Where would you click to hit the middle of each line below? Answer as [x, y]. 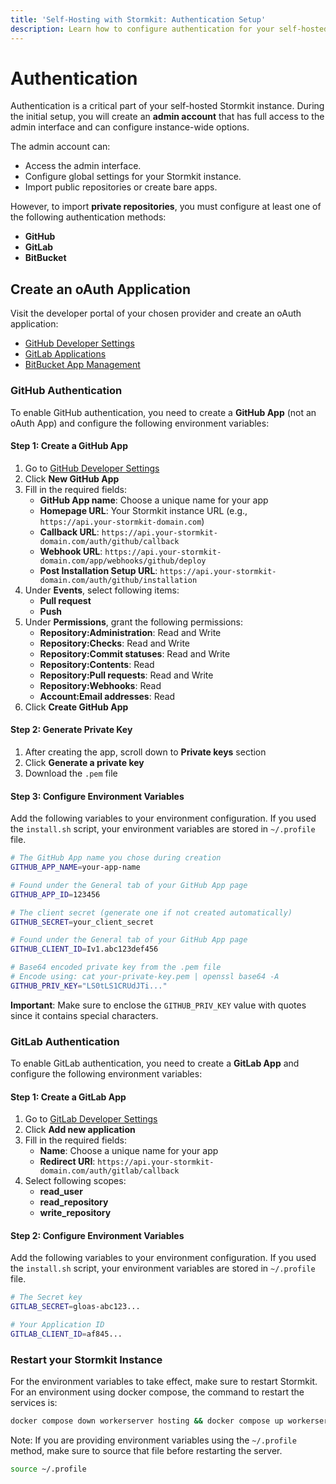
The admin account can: [60, 147]
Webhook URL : [71, 551]
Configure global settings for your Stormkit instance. [133, 177]
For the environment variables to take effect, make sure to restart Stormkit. [164, 1382]
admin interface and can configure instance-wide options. [130, 127]
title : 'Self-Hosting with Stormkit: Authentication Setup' [138, 19]
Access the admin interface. [83, 166]
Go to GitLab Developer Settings [91, 1119]
